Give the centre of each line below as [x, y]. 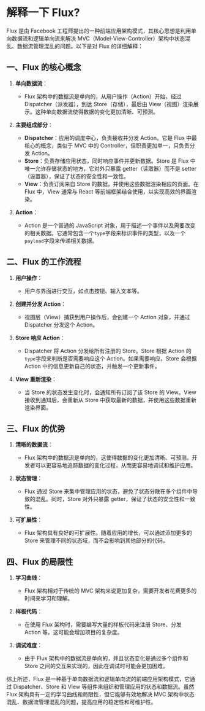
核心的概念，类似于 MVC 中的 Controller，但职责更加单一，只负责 [107, 146]
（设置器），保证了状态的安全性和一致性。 [77, 176]
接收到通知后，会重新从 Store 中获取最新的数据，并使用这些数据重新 [110, 400]
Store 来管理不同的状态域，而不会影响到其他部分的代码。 [96, 540]
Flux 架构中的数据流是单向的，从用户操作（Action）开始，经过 [103, 96]
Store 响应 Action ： [40, 338]
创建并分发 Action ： [40, 304]
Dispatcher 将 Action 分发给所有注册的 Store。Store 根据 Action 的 [108, 351]
